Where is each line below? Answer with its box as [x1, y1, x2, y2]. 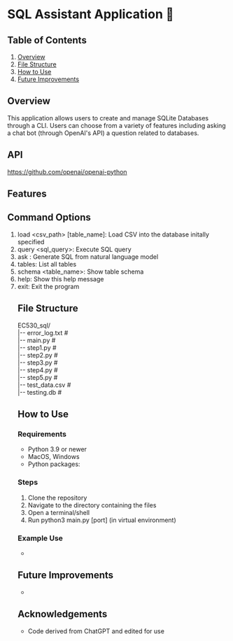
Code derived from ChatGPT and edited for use [27, 626, 164, 635]
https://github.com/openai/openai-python [7, 167, 127, 176]
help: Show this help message [17, 274, 104, 283]
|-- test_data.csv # [17, 381, 71, 389]
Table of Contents [7, 34, 87, 46]
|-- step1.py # [17, 343, 57, 352]
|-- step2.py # [17, 351, 58, 359]
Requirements [17, 429, 66, 439]
